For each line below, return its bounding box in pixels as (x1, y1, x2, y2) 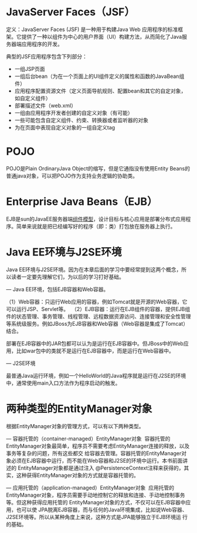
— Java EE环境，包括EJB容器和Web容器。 (6, 285, 109, 293)
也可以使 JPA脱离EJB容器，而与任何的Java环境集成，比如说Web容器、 (16, 506, 188, 513)
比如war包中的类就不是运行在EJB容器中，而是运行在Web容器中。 (16, 347, 174, 354)
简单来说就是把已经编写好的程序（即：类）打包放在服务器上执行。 (16, 223, 176, 230)
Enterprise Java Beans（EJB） (6, 195, 158, 209)
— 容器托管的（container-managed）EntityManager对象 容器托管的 (6, 435, 171, 442)
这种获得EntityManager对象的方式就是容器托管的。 (16, 471, 140, 479)
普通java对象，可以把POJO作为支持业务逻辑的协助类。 (6, 172, 138, 179)
